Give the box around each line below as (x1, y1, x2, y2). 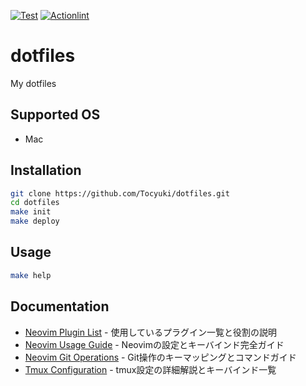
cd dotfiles (10, 198, 60, 208)
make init (10, 207, 52, 217)
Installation (10, 162, 82, 179)
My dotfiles (10, 77, 57, 89)
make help (10, 270, 52, 280)
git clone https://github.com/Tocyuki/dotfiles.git (10, 188, 230, 199)
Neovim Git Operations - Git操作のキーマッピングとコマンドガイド (24, 351, 297, 363)
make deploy (10, 216, 60, 227)
